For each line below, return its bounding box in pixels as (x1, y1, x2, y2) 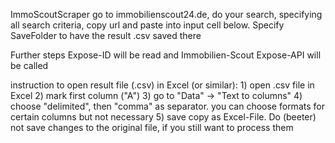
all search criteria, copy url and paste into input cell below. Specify (10, 19, 285, 31)
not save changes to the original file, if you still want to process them (10, 122, 294, 133)
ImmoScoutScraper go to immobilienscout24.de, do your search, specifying (10, 9, 323, 20)
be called (10, 60, 49, 71)
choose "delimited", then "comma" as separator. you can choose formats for (10, 100, 325, 112)
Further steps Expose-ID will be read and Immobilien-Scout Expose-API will (10, 49, 322, 61)
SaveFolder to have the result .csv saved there (10, 30, 202, 41)
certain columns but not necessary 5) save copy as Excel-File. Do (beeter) (10, 111, 317, 123)
